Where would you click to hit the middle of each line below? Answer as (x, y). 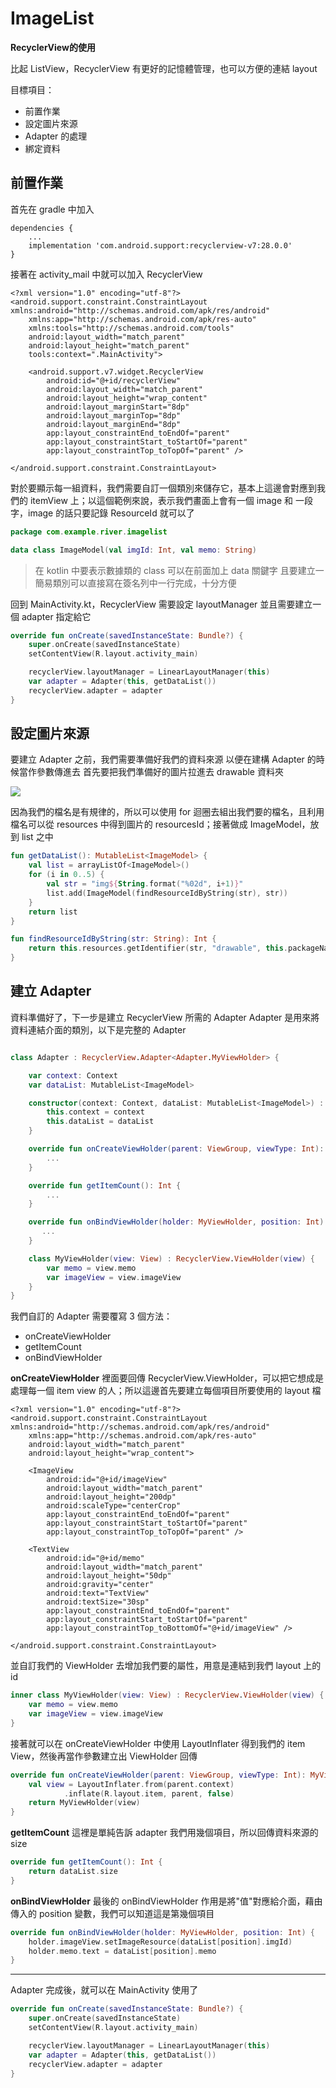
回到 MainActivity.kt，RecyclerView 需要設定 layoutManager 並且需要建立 (161, 604)
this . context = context (95, 1112)
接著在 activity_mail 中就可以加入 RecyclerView (106, 274)
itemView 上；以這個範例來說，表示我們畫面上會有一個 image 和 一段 (171, 500)
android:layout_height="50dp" (109, 1576)
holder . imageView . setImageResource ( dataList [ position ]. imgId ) (160, 1942)
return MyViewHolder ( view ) (84, 1803)
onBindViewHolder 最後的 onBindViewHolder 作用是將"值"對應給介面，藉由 (166, 1901)
